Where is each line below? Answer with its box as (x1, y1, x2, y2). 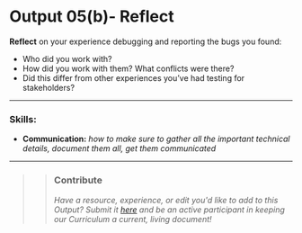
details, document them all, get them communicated (22, 143, 217, 154)
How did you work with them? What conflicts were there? (22, 63, 235, 74)
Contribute (53, 174, 103, 186)
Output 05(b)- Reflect (9, 6, 175, 27)
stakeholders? (22, 82, 75, 93)
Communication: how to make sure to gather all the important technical (22, 133, 290, 145)
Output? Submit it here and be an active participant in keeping (53, 204, 286, 215)
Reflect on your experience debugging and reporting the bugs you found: (9, 36, 282, 47)
